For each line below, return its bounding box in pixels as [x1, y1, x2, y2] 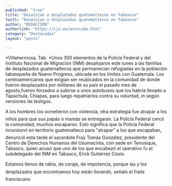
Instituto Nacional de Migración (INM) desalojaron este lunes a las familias [5, 60, 162, 66]
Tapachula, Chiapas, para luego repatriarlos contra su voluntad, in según [5, 93, 160, 99]
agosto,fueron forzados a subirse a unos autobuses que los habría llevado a [5, 87, 166, 93]
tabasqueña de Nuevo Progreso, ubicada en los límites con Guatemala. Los [5, 71, 164, 77]
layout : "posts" [5, 36, 40, 42]
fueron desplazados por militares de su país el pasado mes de [5, 81, 137, 88]
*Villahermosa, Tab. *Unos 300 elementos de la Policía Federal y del [5, 54, 151, 60]
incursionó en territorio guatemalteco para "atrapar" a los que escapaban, [5, 127, 162, 133]
